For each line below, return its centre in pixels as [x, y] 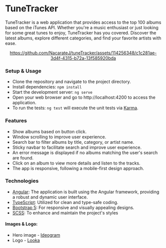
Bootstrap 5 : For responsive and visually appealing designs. [73, 207]
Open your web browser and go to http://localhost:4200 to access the [84, 97]
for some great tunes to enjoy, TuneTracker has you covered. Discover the [81, 33]
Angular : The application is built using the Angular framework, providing [86, 192]
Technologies [22, 181]
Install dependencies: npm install [47, 87]
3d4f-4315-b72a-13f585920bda [83, 58]
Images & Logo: [22, 224]
